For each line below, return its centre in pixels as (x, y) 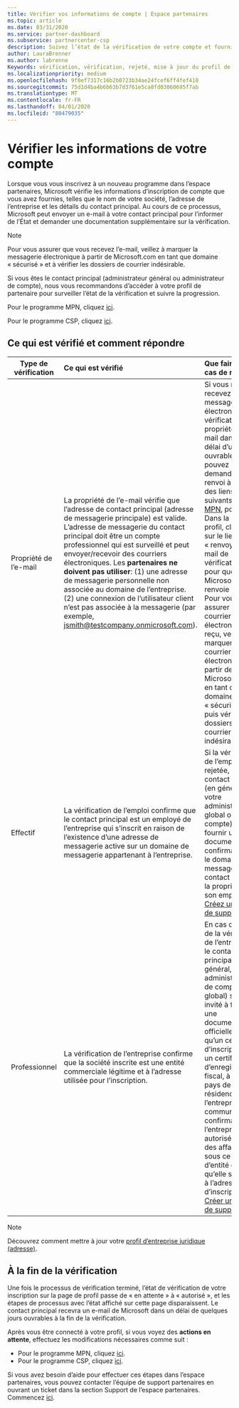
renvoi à (217, 482)
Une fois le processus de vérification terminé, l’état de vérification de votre (117, 1288)
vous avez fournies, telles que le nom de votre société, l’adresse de (106, 199)
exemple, (79, 616)
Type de (34, 363)
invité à (216, 1004)
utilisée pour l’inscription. (106, 1080)
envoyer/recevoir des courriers (115, 553)
